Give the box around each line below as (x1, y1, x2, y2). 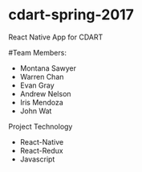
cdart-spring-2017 (8, 6, 135, 24)
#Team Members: (8, 47, 67, 57)
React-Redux (19, 145, 63, 155)
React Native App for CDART (8, 32, 103, 42)
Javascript (19, 154, 55, 164)
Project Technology (8, 121, 73, 131)
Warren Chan (19, 72, 64, 81)
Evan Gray (19, 80, 55, 90)
